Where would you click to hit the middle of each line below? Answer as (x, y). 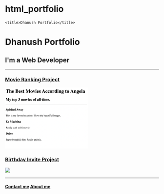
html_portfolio (34, 9)
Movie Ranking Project (32, 79)
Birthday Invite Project (32, 160)
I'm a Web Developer (37, 60)
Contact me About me (28, 187)
